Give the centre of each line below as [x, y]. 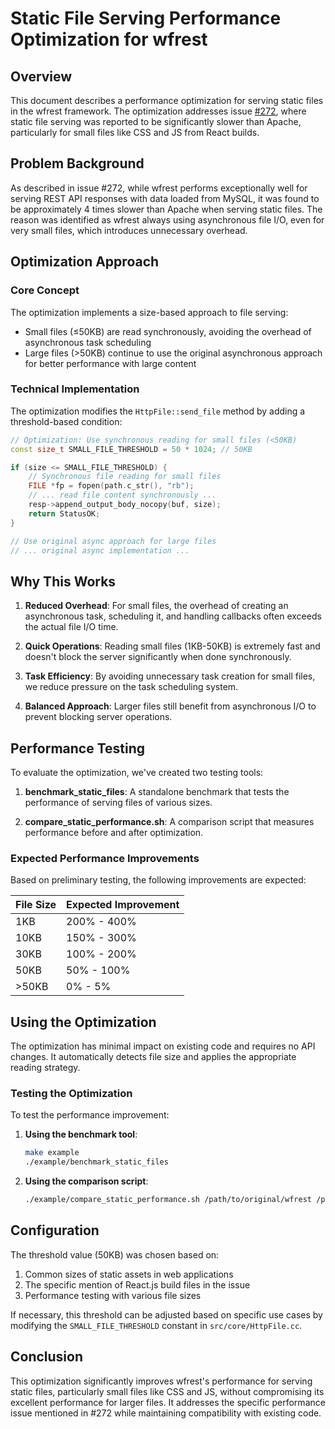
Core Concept [45, 290]
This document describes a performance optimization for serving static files [167, 100]
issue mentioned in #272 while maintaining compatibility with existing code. [166, 1413]
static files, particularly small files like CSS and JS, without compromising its [167, 1391]
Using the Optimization [83, 1022]
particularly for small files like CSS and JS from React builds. [135, 132]
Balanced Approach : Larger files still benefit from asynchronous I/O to [170, 706]
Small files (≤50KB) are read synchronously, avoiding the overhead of [168, 331]
